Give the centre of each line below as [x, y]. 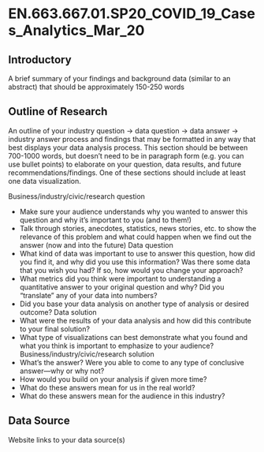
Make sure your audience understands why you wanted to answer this [134, 211]
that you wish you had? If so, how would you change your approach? [131, 270]
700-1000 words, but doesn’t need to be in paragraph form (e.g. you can [126, 155]
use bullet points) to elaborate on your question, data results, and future [125, 164]
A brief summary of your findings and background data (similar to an [119, 78]
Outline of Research [58, 112]
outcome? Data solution [58, 312]
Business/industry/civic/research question [77, 196]
